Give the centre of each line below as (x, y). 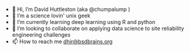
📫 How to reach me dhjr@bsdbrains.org (62, 41)
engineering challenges (41, 35)
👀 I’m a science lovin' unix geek (51, 16)
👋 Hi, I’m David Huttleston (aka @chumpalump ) (71, 9)
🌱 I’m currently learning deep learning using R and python (84, 22)
